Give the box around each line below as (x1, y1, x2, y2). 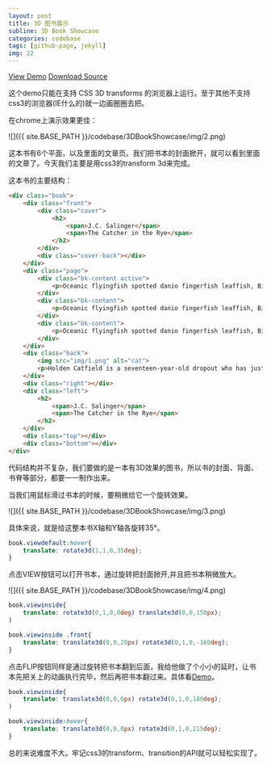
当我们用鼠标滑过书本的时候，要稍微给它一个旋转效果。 (8, 490, 192, 499)
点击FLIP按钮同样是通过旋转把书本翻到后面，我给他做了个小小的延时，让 (8, 662, 249, 671)
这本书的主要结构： (8, 175, 73, 185)
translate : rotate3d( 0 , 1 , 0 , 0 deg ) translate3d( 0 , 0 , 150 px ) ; (23, 609, 222, 617)
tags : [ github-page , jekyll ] (8, 42, 106, 50)
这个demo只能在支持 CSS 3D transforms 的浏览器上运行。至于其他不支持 (8, 88, 251, 98)
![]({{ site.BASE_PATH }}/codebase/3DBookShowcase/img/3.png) (8, 506, 226, 515)
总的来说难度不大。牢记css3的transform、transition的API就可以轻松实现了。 (8, 748, 262, 758)
